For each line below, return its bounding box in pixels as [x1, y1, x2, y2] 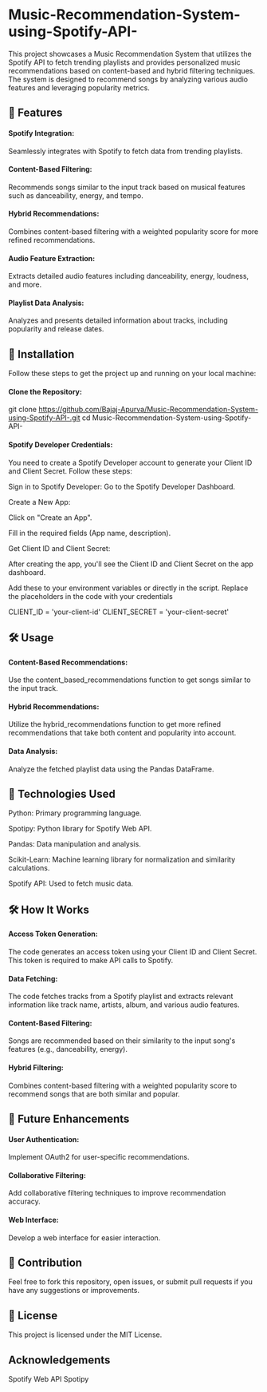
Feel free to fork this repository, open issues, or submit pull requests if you [8, 1277, 253, 1287]
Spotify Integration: [8, 128, 75, 137]
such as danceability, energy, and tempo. [8, 190, 143, 200]
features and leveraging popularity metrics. [8, 82, 150, 93]
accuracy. [8, 1196, 41, 1207]
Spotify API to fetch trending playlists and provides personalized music [8, 58, 241, 67]
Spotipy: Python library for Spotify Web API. [8, 824, 152, 834]
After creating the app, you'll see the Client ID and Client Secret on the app [8, 559, 253, 569]
